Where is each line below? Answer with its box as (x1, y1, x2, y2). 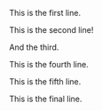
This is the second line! (9, 25, 94, 35)
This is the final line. (9, 93, 82, 104)
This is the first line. (9, 8, 82, 18)
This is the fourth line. (9, 59, 89, 69)
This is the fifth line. (9, 76, 82, 87)
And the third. (9, 42, 59, 52)
